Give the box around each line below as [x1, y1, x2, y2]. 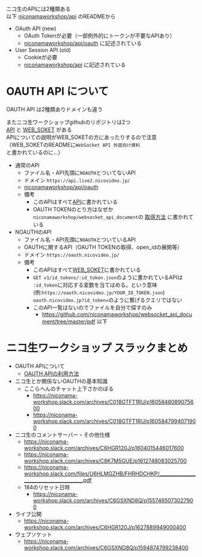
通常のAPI [14, 161, 40, 169]
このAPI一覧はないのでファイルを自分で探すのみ [32, 304, 152, 311]
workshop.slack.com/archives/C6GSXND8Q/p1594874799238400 [23, 544, 189, 551]
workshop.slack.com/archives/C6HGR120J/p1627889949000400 [23, 523, 186, 530]
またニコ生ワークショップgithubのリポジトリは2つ [6, 118, 131, 126]
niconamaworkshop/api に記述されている [23, 61, 126, 68]
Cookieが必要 [23, 54, 58, 60]
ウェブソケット [14, 530, 52, 538]
